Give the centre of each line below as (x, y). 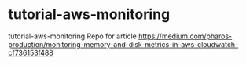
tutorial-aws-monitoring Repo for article (73, 36)
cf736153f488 (31, 52)
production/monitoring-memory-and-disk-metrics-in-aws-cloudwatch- (123, 44)
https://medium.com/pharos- (185, 36)
